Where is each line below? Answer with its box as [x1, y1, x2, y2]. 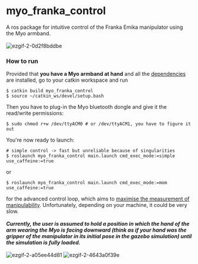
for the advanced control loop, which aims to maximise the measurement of [6, 195, 190, 202]
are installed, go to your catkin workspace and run [6, 76, 128, 83]
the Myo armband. [6, 29, 51, 36]
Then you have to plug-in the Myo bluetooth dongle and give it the [6, 103, 167, 111]
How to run [6, 57, 38, 65]
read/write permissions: [6, 110, 64, 117]
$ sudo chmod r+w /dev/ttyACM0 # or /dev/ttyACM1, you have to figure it [6, 121, 192, 127]
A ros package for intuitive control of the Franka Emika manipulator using [6, 24, 183, 31]
